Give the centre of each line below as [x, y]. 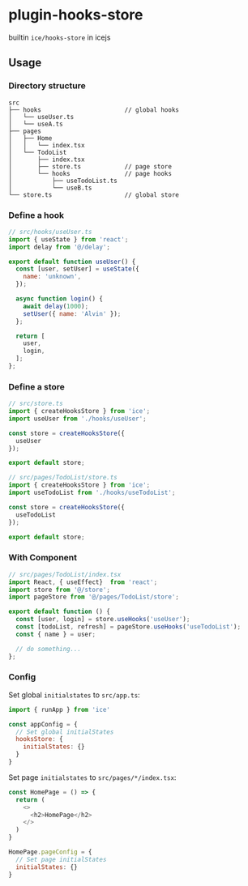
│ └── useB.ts [50, 188]
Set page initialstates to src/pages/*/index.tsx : [92, 777]
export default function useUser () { [72, 262]
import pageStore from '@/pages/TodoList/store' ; [94, 597]
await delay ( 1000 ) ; [56, 306]
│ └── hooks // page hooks [90, 173]
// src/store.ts [36, 404]
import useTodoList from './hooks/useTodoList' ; [92, 493]
